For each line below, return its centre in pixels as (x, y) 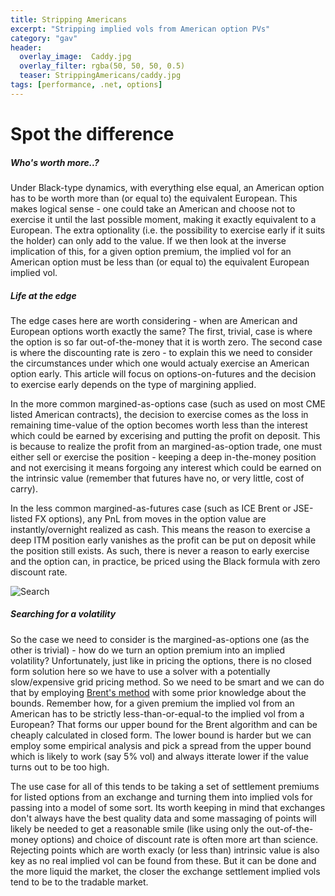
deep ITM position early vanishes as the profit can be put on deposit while (163, 540)
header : (26, 47)
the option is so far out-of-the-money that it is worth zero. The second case (166, 342)
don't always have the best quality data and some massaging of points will (163, 818)
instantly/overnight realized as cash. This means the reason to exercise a (160, 529)
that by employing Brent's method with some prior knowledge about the (158, 692)
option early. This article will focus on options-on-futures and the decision (163, 373)
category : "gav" (44, 38)
